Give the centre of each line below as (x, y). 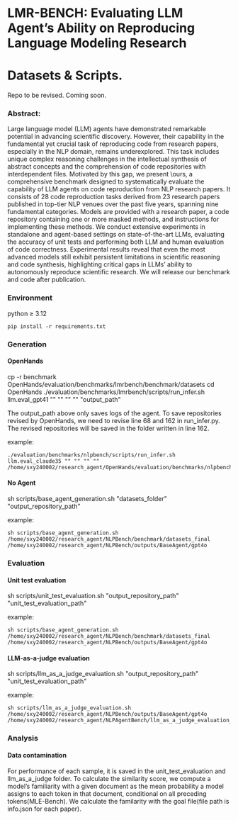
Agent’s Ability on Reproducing (101, 28)
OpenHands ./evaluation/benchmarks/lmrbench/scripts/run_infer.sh (106, 392)
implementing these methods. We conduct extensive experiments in (106, 227)
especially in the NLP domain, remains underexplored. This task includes (113, 152)
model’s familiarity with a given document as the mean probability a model (116, 786)
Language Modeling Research (97, 43)
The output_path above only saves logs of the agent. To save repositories (114, 413)
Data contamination (37, 755)
